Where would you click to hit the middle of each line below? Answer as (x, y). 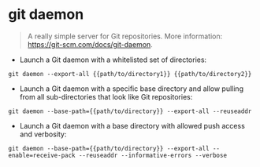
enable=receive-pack (42, 155)
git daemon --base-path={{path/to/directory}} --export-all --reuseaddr (130, 111)
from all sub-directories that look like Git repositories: (106, 96)
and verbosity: (43, 134)
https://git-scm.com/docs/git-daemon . (90, 44)
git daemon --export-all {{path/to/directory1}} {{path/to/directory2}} (130, 74)
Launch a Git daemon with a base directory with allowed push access (132, 125)
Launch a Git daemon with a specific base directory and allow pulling (132, 89)
